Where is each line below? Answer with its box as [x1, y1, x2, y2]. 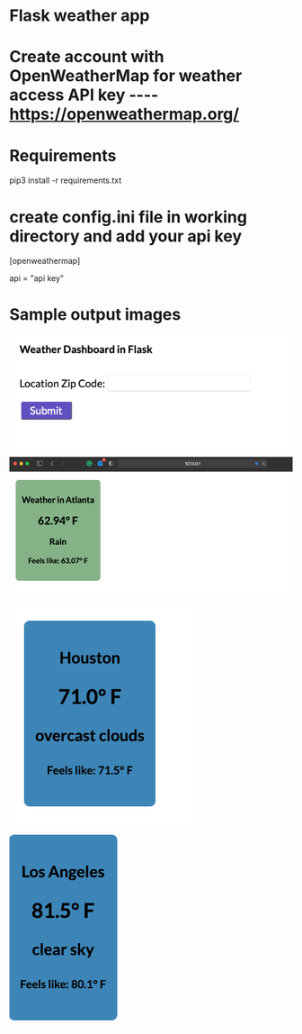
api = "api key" [9, 273, 65, 284]
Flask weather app [9, 5, 150, 26]
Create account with [9, 47, 164, 68]
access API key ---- [9, 85, 159, 105]
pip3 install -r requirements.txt [9, 175, 122, 186]
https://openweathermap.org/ [9, 104, 240, 124]
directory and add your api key [9, 226, 243, 246]
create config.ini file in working [9, 206, 247, 227]
